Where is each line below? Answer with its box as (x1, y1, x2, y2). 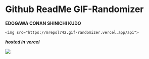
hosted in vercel (5, 39, 40, 45)
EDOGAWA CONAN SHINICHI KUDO (5, 20, 81, 26)
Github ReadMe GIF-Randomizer (5, 4, 144, 15)
